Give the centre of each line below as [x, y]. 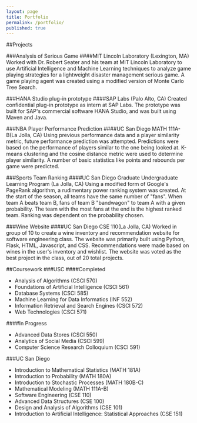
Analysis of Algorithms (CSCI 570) [56, 281]
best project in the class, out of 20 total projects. [65, 258]
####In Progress [26, 324]
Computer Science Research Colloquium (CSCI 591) [77, 347]
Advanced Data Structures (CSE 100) [59, 401]
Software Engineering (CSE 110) [53, 395]
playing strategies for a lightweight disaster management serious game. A [96, 75]
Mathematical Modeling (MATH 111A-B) [61, 389]
